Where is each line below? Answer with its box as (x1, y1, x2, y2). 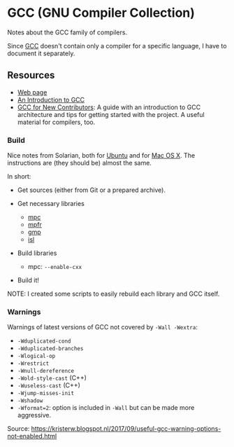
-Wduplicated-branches (17, 345, 84, 352)
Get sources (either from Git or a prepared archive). (17, 186, 166, 194)
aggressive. (17, 411, 51, 420)
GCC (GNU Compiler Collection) (7, 5, 196, 21)
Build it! (17, 276, 40, 284)
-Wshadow (17, 397, 43, 404)
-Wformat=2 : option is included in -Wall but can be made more (17, 404, 195, 412)
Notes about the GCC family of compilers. (7, 28, 128, 36)
